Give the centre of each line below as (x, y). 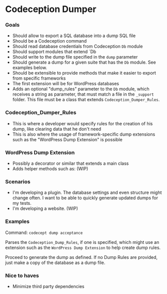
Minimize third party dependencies (48, 286)
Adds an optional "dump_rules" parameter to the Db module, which (81, 89)
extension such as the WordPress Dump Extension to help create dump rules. (83, 247)
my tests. (22, 203)
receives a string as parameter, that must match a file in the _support (83, 94)
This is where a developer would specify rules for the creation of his (82, 123)
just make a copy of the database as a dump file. (55, 262)
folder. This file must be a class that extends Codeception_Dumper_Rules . (86, 100)
